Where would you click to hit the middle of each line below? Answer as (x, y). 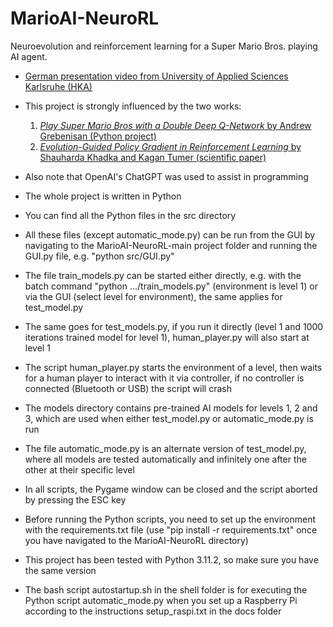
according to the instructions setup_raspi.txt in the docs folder (153, 611)
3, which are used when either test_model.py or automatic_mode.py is (169, 418)
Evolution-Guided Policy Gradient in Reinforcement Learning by (170, 146)
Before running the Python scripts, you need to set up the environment (170, 519)
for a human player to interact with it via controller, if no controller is (164, 378)
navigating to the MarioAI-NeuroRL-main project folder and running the (171, 245)
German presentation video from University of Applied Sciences (156, 76)
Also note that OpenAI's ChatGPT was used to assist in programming (166, 176)
